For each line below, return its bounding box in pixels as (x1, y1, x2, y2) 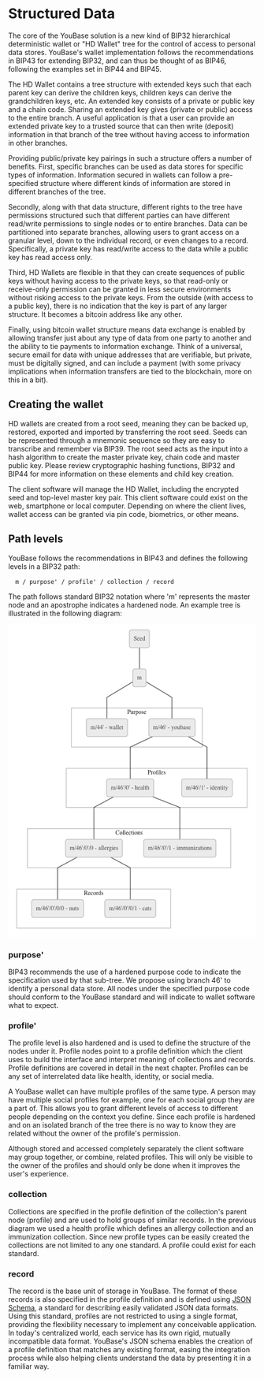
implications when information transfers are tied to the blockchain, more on (8, 366, 252, 376)
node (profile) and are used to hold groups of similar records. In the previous (8, 1215, 257, 1225)
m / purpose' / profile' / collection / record (15, 578, 175, 585)
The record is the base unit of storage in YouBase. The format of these (8, 1286, 238, 1295)
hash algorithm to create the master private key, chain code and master (8, 452, 240, 462)
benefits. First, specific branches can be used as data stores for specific (8, 162, 244, 171)
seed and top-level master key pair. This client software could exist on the (8, 492, 248, 502)
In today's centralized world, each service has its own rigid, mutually (8, 1328, 231, 1337)
